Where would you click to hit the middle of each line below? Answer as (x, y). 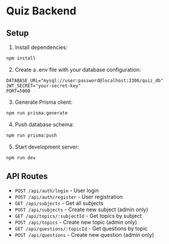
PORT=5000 (18, 91)
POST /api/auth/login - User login (57, 191)
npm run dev (21, 157)
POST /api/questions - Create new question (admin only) (84, 235)
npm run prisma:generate (37, 113)
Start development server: (47, 147)
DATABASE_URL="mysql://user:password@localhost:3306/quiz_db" (85, 81)
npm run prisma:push (32, 135)
